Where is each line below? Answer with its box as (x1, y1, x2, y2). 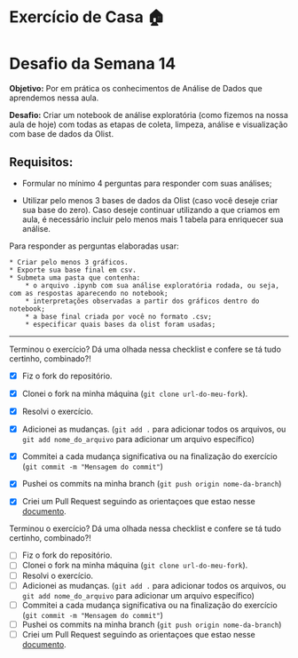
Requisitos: (9, 155, 74, 170)
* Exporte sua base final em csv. (9, 266, 137, 274)
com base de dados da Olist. (9, 129, 114, 139)
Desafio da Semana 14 (9, 54, 176, 74)
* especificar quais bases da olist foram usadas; (25, 320, 216, 329)
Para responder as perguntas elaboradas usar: (9, 241, 179, 251)
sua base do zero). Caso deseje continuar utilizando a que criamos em (21, 204, 280, 215)
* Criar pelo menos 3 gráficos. (9, 258, 129, 266)
